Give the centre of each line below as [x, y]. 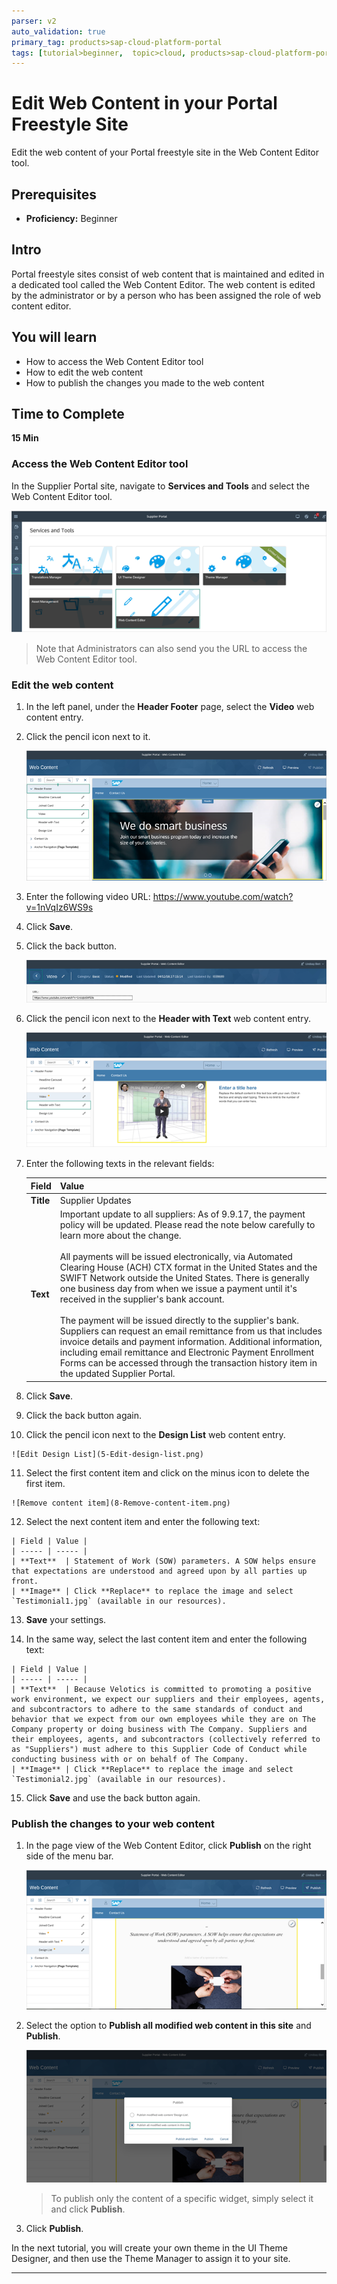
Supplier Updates [95, 1201]
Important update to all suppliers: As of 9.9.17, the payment [182, 1214]
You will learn [54, 337]
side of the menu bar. [69, 1856]
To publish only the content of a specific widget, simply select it [182, 2198]
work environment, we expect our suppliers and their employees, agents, [168, 1699]
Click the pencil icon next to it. [88, 736]
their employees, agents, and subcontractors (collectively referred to [166, 1739]
